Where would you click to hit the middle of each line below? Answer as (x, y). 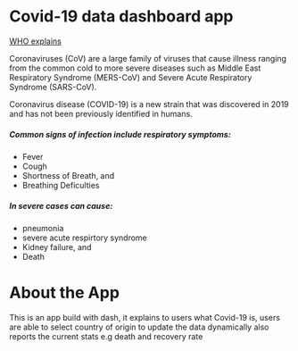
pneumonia (43, 228)
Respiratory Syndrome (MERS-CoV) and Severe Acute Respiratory (131, 77)
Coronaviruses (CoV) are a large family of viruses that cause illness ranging (148, 58)
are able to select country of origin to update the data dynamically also (139, 327)
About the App (65, 293)
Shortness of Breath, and (68, 175)
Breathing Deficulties (61, 185)
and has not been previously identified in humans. (101, 113)
